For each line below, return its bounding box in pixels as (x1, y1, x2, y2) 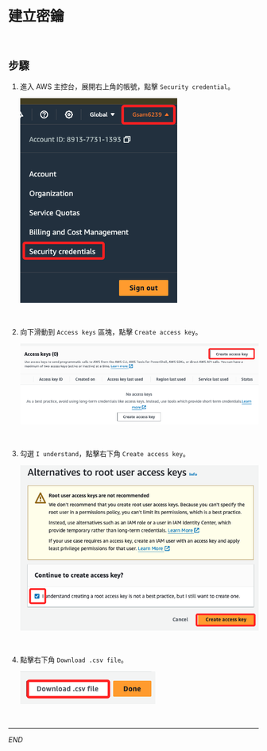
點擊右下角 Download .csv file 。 (19, 655, 129, 664)
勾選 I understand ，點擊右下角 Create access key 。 (19, 449, 191, 459)
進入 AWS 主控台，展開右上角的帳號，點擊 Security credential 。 (19, 81, 235, 91)
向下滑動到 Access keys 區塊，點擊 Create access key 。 (19, 327, 203, 336)
